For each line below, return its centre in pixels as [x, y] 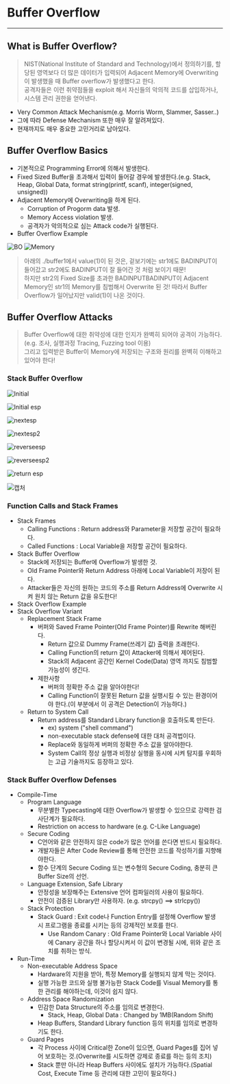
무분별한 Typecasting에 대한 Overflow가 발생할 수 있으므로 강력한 [126, 810]
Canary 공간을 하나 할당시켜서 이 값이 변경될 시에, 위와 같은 [135, 942]
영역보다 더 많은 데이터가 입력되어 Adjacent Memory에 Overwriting [128, 72]
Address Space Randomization [71, 999]
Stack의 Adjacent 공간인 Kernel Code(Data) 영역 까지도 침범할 [132, 661]
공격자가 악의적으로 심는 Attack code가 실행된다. [93, 225]
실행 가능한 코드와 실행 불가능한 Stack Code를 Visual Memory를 [124, 983]
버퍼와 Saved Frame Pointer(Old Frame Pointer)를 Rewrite [118, 626]
